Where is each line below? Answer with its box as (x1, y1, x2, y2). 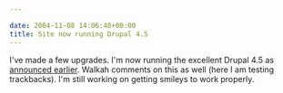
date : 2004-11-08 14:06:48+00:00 (9, 21, 136, 30)
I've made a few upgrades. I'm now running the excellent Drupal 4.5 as (9, 54, 275, 65)
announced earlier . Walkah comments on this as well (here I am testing (9, 64, 275, 75)
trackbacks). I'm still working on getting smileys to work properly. (9, 73, 255, 84)
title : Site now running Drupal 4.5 (9, 29, 148, 39)
